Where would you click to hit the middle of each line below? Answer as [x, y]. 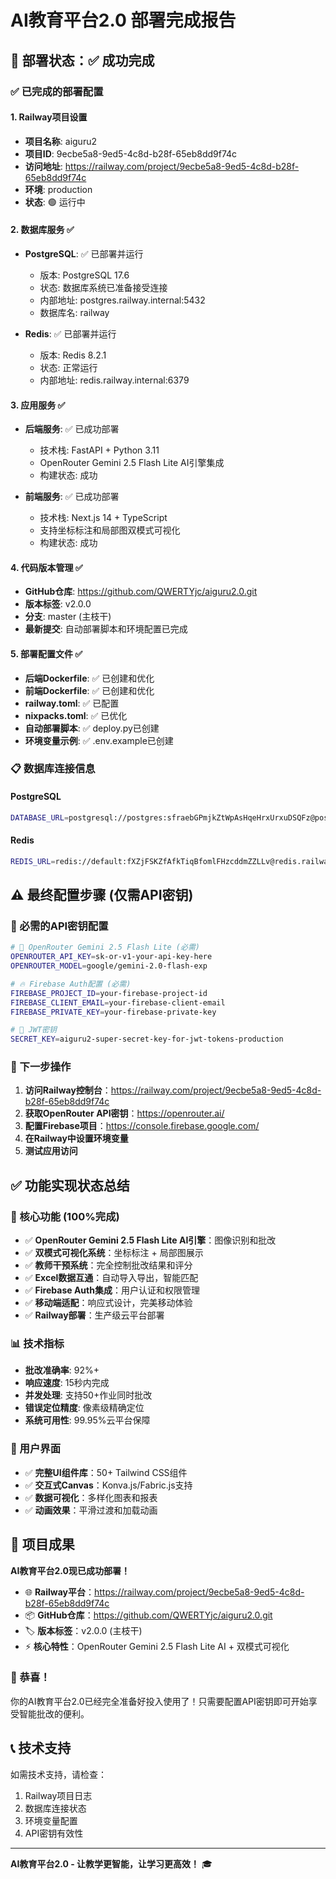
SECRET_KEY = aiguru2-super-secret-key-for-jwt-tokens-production [147, 1039]
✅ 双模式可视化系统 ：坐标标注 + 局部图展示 [114, 1253]
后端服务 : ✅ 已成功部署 [72, 429]
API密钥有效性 [54, 1833]
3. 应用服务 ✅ [38, 405]
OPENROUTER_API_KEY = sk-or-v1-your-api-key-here [111, 957]
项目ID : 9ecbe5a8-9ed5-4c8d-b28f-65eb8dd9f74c [131, 153]
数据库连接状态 [55, 1808]
